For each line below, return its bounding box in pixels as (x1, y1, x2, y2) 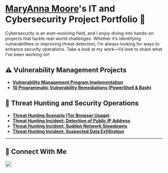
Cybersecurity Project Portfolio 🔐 (5, 13, 146, 25)
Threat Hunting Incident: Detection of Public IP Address (12, 117, 130, 123)
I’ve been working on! (5, 51, 50, 57)
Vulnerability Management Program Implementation (12, 79, 123, 85)
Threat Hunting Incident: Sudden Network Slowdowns (12, 123, 127, 129)
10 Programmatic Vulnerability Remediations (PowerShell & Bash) (12, 84, 151, 90)
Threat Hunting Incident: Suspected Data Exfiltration (12, 128, 124, 134)
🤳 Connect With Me (5, 147, 67, 155)
